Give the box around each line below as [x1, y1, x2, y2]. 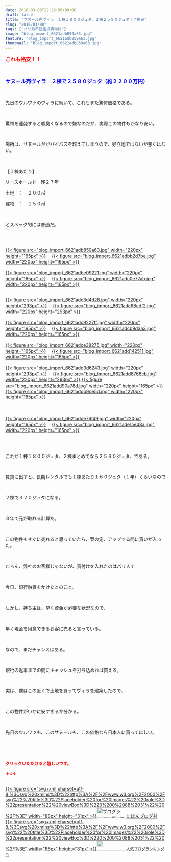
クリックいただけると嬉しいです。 [5, 760, 71, 767]
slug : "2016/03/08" [5, 21, 47, 27]
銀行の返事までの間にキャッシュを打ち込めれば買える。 [5, 667, 121, 673]
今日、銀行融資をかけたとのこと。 [5, 584, 77, 590]
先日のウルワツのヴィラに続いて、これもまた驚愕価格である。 [5, 99, 135, 105]
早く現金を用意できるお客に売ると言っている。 [5, 625, 104, 631]
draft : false [5, 12, 33, 17]
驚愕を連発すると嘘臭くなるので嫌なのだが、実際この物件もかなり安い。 [5, 120, 157, 126]
